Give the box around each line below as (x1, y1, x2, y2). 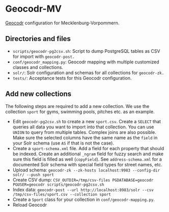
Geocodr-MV (5, 3, 62, 15)
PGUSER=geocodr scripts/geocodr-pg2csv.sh (12, 182, 104, 187)
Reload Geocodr (12, 201, 47, 208)
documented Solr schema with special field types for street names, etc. (12, 161, 163, 167)
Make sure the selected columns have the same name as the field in (12, 134, 158, 140)
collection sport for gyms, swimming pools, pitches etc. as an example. (5, 109, 155, 115)
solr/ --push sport (12, 172, 54, 178)
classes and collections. (12, 64, 64, 70)
